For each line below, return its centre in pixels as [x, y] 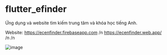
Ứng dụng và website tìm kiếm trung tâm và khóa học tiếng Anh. [71, 23]
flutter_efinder [36, 9]
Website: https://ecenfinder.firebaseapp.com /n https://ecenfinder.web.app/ [83, 32]
